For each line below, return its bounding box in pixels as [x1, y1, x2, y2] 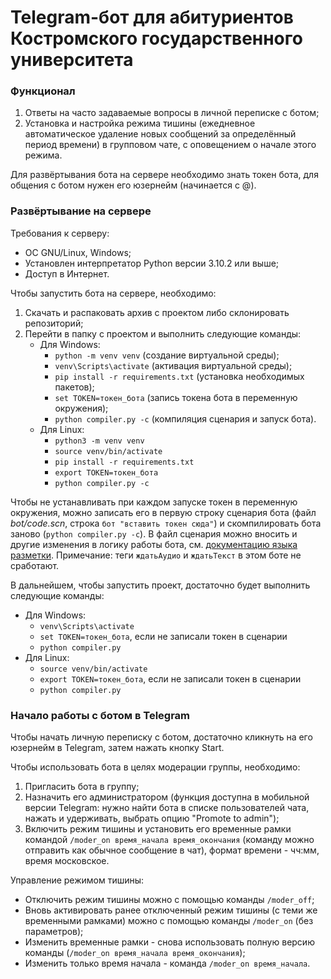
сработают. [10, 559, 60, 571]
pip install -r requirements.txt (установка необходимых [54, 370, 305, 382]
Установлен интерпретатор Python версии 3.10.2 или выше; [24, 257, 280, 269]
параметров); [24, 926, 84, 938]
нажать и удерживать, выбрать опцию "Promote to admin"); [24, 812, 280, 825]
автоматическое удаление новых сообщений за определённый [24, 128, 297, 140]
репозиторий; [24, 317, 84, 329]
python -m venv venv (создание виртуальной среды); [54, 349, 280, 361]
